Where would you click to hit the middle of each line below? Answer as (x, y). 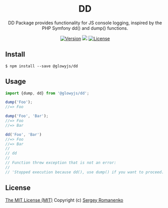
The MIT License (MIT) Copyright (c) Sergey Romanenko (64, 200)
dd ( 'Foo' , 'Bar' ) (24, 134)
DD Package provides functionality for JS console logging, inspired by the (85, 23)
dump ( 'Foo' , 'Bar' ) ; (27, 116)
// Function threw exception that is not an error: (61, 163)
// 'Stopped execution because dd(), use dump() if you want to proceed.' (86, 172)
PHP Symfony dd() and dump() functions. (85, 28)
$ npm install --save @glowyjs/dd (42, 66)
